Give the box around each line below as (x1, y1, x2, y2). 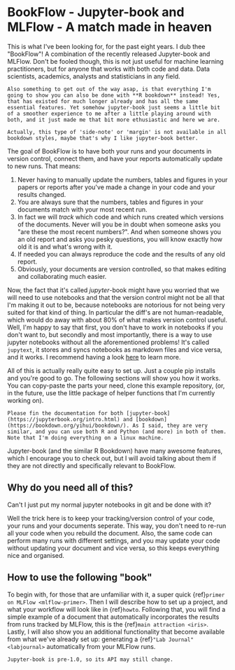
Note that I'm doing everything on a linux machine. (7, 434, 164, 442)
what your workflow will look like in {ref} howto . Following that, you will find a (7, 605, 226, 613)
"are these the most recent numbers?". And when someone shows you (17, 227, 222, 235)
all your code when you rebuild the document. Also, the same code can (7, 528, 213, 537)
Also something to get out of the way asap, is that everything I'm (7, 86, 211, 93)
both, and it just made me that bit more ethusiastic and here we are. (7, 116, 220, 123)
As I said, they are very (132, 422, 208, 429)
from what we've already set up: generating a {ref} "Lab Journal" (7, 635, 194, 643)
